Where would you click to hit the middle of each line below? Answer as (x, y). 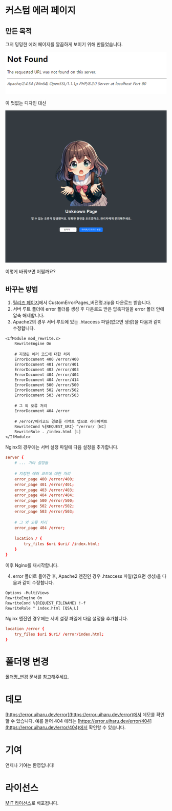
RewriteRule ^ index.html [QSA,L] (42, 608)
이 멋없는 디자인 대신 (26, 103)
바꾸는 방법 (22, 289)
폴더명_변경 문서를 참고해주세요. (37, 677)
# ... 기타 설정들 (31, 463)
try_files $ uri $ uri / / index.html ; (62, 544)
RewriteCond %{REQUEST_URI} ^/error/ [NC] (60, 427)
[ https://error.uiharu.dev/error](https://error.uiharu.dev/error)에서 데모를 (80, 715)
